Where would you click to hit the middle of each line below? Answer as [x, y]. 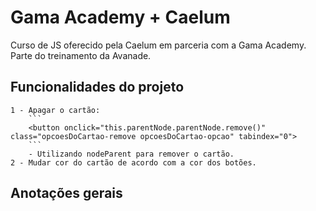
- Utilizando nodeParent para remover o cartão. [131, 154]
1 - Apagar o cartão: [55, 110]
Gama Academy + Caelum [120, 17]
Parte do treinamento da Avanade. [81, 55]
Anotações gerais [66, 193]
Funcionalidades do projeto [97, 87]
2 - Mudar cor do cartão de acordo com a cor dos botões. [133, 162]
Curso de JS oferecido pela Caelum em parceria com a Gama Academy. [158, 45]
